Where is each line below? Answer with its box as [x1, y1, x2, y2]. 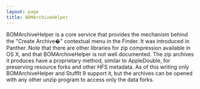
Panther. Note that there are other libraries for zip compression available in [6, 44, 191, 51]
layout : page [6, 8, 39, 15]
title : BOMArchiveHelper [6, 14, 68, 20]
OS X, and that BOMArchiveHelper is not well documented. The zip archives [6, 50, 194, 57]
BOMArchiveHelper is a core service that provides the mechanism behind [6, 30, 188, 38]
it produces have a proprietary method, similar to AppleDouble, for [6, 57, 171, 64]
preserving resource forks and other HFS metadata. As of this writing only [6, 63, 189, 70]
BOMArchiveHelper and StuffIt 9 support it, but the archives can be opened [6, 69, 193, 76]
